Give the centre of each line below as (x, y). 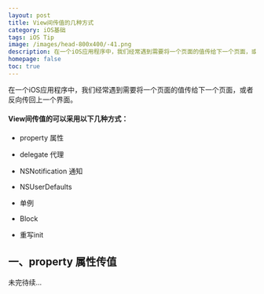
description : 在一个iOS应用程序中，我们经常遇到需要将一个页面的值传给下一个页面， (130, 52)
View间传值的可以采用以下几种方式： (68, 119)
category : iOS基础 (37, 30)
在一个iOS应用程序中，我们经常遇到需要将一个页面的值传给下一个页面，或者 (131, 89)
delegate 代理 (42, 154)
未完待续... (25, 282)
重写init (31, 234)
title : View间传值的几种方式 (51, 23)
